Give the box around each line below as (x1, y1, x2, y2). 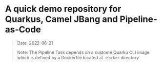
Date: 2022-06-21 (17, 40, 53, 46)
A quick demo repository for (5, 3, 121, 15)
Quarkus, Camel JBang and (5, 14, 118, 25)
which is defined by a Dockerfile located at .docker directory (17, 54, 139, 60)
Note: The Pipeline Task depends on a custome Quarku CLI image (17, 49, 150, 55)
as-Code (5, 24, 41, 35)
